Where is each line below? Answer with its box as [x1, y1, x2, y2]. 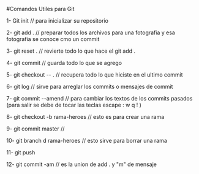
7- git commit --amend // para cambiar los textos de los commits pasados [6, 95, 193, 102]
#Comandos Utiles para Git [6, 6, 75, 12]
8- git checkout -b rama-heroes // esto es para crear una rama [6, 113, 165, 120]
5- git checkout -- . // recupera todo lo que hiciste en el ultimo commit [6, 71, 183, 78]
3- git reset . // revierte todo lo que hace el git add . [6, 47, 136, 55]
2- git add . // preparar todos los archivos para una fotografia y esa [6, 29, 176, 36]
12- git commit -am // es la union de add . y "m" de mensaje [6, 161, 157, 168]
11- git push [6, 149, 36, 156]
